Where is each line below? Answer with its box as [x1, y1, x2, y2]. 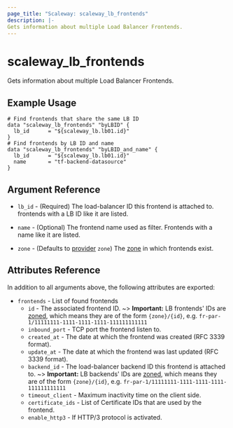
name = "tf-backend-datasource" [13, 158, 127, 165]
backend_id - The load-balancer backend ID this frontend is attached [27, 362, 226, 371]
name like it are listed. [17, 230, 80, 239]
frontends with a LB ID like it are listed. [17, 209, 129, 218]
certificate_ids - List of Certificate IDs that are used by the [27, 398, 202, 406]
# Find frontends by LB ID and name [7, 140, 114, 147]
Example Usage [7, 97, 77, 109]
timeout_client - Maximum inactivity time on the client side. [27, 390, 202, 399]
